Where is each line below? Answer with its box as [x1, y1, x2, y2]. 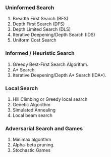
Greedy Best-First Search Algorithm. [12, 61, 88, 67]
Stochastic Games [12, 147, 51, 153]
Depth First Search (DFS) [12, 21, 65, 27]
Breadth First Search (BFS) [12, 16, 69, 22]
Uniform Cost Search [12, 37, 57, 43]
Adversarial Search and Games [5, 125, 83, 132]
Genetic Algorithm [12, 101, 50, 107]
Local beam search [12, 112, 53, 118]
